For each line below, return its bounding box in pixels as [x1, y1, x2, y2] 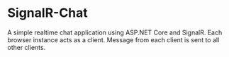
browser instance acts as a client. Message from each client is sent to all [7, 35, 220, 44]
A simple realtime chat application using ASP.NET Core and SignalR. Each [7, 28, 223, 37]
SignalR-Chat [7, 5, 89, 21]
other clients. [7, 43, 46, 51]
